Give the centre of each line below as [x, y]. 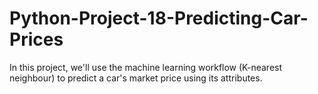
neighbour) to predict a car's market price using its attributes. [136, 78]
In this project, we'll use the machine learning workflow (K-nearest [146, 67]
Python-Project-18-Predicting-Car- [159, 18]
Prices [36, 39]
